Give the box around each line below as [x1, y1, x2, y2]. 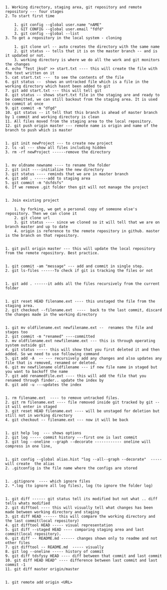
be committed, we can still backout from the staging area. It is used [5, 97, 157, 102]
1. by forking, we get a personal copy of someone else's [14, 207, 137, 212]
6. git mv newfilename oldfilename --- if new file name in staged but [5, 365, 157, 370]
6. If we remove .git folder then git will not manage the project [5, 185, 149, 190]
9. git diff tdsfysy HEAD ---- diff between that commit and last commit [5, 553, 162, 558]
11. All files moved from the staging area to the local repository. [5, 119, 153, 124]
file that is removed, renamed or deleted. [5, 360, 97, 365]
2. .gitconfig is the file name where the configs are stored [5, 466, 137, 471]
